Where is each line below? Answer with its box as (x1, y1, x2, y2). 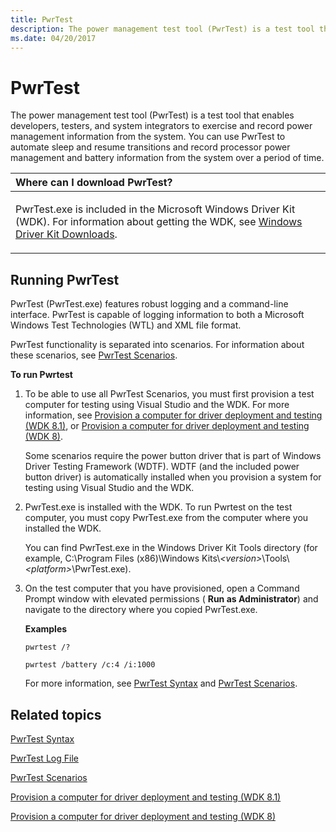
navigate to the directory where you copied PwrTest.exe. (24, 604, 258, 616)
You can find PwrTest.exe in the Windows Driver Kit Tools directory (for (24, 542, 318, 554)
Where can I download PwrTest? (15, 176, 173, 190)
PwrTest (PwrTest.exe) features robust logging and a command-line (10, 298, 289, 310)
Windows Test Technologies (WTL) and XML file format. (10, 319, 242, 331)
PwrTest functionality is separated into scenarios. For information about (10, 339, 305, 351)
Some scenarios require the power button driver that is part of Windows (24, 450, 322, 462)
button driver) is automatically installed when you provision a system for (24, 471, 322, 483)
